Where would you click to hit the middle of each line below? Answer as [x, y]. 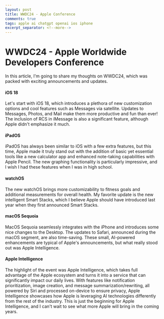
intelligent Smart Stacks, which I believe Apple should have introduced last [80, 199]
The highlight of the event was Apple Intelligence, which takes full [71, 270]
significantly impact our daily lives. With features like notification [70, 280]
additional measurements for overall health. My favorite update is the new [79, 195]
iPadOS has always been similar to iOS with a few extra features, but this [78, 146]
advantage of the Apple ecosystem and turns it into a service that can [75, 275]
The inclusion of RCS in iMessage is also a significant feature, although [77, 119]
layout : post [18, 10]
